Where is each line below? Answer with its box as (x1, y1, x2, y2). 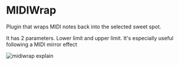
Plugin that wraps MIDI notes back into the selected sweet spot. (6, 23, 161, 30)
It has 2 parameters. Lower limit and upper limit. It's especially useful (6, 34, 174, 41)
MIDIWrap (6, 4, 57, 17)
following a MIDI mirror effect (6, 41, 77, 48)
